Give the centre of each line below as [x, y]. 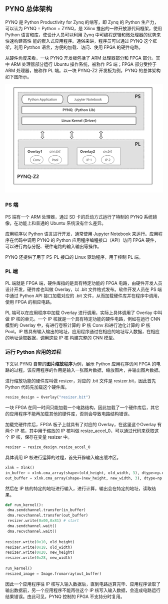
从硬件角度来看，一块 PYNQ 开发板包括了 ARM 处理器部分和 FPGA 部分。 [80, 58]
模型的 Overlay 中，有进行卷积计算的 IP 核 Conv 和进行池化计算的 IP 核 [78, 325]
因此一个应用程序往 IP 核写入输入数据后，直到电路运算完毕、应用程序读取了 [83, 584]
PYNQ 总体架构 [29, 9]
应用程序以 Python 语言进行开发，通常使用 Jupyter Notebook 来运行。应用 [82, 234]
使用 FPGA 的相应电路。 [30, 302]
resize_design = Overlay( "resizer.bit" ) [48, 397]
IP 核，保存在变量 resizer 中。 [41, 437]
